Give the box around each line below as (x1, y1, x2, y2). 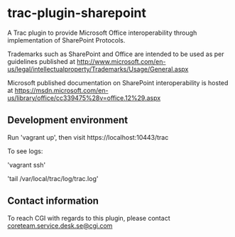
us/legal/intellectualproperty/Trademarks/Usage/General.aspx (7, 65, 189, 73)
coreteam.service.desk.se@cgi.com (7, 221, 113, 230)
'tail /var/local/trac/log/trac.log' (7, 174, 99, 182)
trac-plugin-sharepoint (7, 5, 147, 21)
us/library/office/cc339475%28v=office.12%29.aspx (7, 94, 161, 102)
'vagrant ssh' (7, 160, 46, 169)
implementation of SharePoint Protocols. (7, 35, 126, 44)
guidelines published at (7, 57, 76, 65)
